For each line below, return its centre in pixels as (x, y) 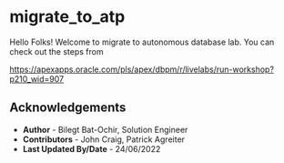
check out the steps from (56, 51)
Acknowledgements (68, 108)
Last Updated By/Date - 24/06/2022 (91, 148)
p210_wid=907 (37, 78)
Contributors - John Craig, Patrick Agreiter (103, 139)
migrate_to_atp (67, 17)
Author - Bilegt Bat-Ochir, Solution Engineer (105, 129)
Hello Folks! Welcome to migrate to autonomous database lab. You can (142, 42)
